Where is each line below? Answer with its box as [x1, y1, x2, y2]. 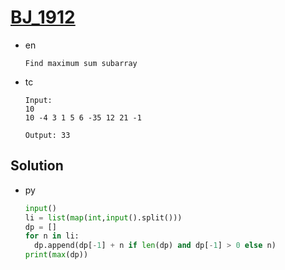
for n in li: [24, 231, 80, 241]
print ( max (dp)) [24, 250, 89, 260]
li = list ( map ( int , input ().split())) [24, 212, 183, 223]
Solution [10, 157, 64, 175]
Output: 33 [24, 130, 71, 140]
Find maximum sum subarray [24, 58, 138, 68]
